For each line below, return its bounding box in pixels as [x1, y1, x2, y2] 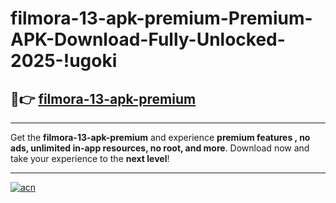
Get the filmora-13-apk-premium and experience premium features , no [10, 132, 311, 143]
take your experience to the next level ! [10, 153, 170, 164]
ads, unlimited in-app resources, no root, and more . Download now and [10, 142, 310, 154]
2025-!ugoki [10, 50, 118, 72]
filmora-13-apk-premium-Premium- [10, 7, 313, 30]
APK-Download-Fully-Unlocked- [10, 28, 286, 51]
